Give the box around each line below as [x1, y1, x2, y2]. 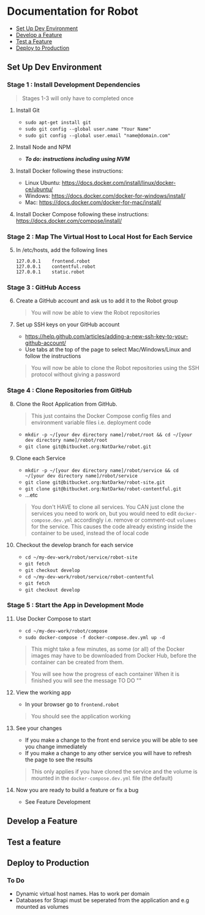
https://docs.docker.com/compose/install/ [15, 217, 122, 224]
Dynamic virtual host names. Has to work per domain [15, 890, 150, 898]
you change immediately [24, 742, 88, 750]
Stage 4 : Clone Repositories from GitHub [7, 386, 132, 395]
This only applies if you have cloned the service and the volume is [31, 768, 198, 775]
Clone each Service [15, 454, 66, 461]
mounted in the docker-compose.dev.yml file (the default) [31, 774, 173, 782]
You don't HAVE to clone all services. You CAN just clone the [31, 503, 184, 511]
